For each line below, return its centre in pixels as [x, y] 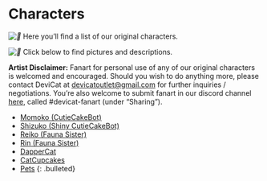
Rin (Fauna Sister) [49, 142]
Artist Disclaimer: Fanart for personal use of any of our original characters [131, 67]
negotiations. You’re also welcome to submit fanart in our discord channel [130, 93]
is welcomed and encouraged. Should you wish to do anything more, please [133, 76]
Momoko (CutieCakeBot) [61, 117]
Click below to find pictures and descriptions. [98, 51]
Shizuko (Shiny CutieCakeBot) [70, 125]
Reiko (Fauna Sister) [53, 134]
